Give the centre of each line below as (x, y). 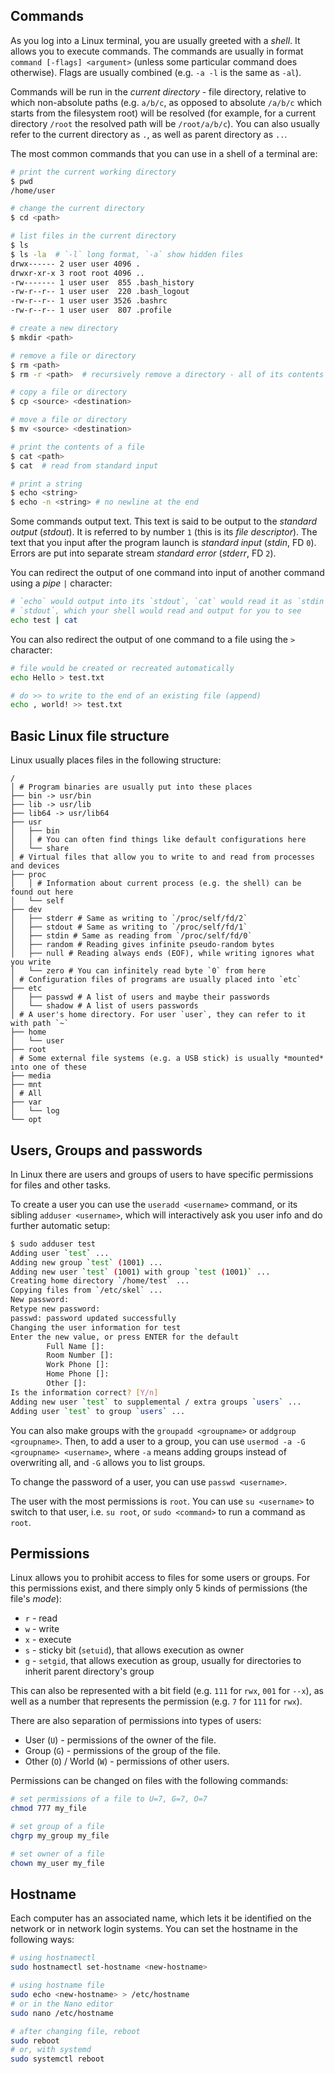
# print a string (46, 484)
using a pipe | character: (61, 583)
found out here (42, 892)
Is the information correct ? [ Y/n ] (84, 1392)
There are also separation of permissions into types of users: (136, 1721)
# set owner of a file (57, 1854)
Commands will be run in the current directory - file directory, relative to (158, 91)
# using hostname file (57, 1985)
